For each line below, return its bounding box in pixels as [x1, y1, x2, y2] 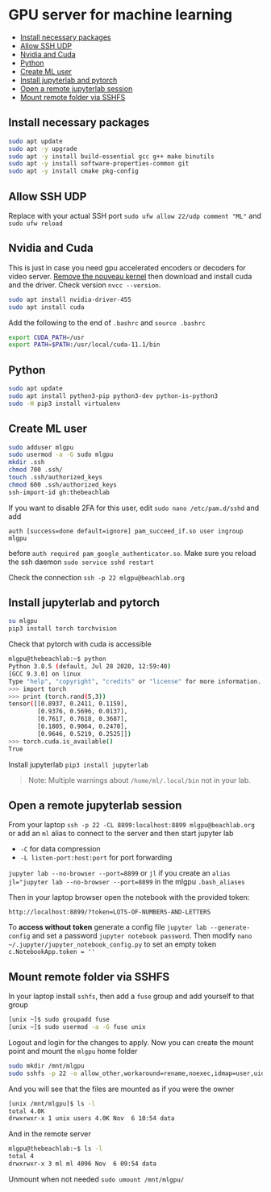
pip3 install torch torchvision [8, 625, 117, 633]
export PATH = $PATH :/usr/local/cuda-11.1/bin [8, 341, 161, 349]
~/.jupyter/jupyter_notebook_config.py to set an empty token [8, 939, 217, 949]
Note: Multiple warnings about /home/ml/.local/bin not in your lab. [27, 775, 252, 784]
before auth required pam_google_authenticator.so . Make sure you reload [8, 548, 256, 558]
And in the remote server [8, 1129, 91, 1139]
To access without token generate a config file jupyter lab [8, 922, 207, 932]
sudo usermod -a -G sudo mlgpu [8, 450, 114, 459]
